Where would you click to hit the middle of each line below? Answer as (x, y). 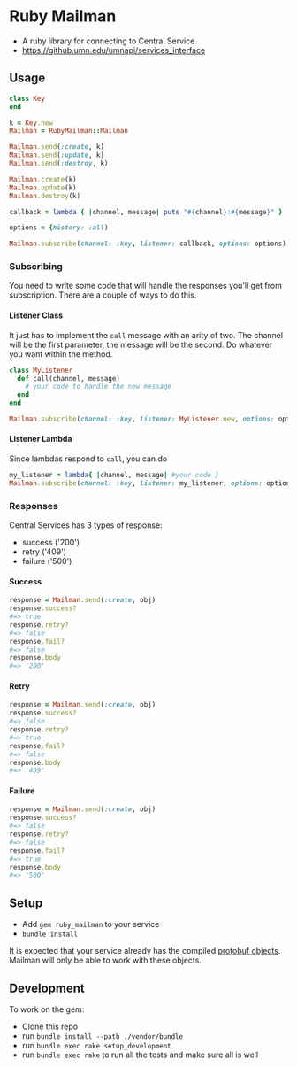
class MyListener (41, 370)
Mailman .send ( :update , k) (57, 155)
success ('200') (51, 543)
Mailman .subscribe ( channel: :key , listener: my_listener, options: (136, 483)
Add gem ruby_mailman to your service (91, 924)
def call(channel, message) (69, 378)
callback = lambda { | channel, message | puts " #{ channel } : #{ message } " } (146, 212)
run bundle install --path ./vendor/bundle (103, 1036)
